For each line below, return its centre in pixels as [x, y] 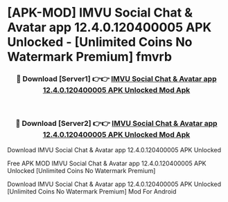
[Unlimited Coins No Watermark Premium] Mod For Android [92, 191]
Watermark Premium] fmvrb [89, 57]
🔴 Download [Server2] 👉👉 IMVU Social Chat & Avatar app [116, 124]
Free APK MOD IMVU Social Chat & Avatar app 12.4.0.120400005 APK [107, 163]
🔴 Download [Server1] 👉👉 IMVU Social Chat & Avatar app [116, 79]
